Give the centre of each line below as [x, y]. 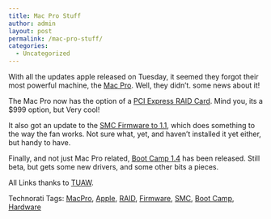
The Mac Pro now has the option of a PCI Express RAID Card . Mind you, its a [135, 101]
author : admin [32, 24]
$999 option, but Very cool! [54, 109]
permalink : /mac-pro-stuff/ [56, 39]
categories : [28, 46]
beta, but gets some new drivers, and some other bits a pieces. [114, 167]
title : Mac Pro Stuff [45, 16]
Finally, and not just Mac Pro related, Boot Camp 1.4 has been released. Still [134, 158]
